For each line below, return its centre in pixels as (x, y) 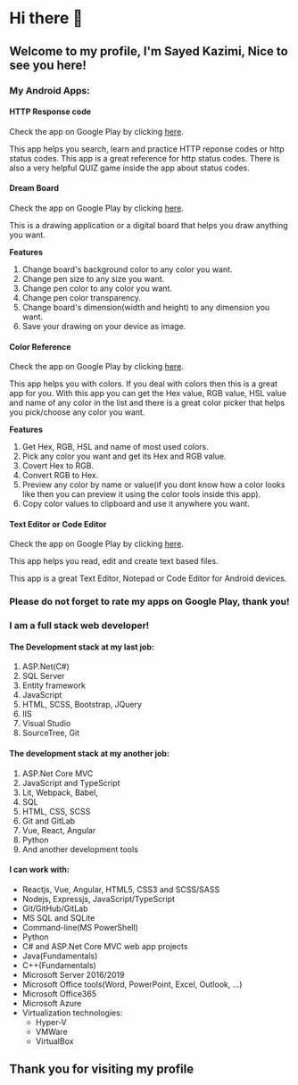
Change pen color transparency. (81, 297)
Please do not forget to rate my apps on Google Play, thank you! (149, 601)
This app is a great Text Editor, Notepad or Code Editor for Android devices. (148, 578)
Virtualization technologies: (72, 1013)
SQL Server (43, 676)
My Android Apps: (50, 90)
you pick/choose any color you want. (77, 412)
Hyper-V (51, 1022)
